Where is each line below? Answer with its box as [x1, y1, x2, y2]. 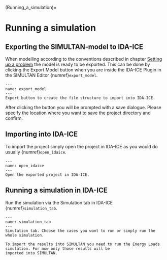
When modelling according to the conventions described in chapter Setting [5, 56, 162, 62]
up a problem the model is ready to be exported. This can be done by [5, 61, 150, 67]
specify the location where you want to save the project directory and [5, 110, 151, 116]
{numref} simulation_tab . [5, 205, 57, 211]
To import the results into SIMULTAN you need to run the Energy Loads [5, 242, 160, 247]
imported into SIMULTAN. [5, 250, 58, 255]
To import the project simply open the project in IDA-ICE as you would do [5, 143, 158, 149]
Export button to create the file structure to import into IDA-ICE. [5, 95, 156, 100]
